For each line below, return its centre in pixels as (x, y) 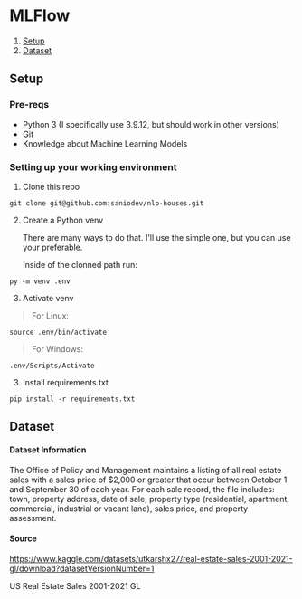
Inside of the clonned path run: (80, 264)
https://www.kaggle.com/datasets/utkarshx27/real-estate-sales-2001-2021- (151, 558)
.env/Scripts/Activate (52, 366)
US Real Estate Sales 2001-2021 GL (75, 585)
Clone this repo (51, 186)
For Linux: (50, 315)
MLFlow (40, 16)
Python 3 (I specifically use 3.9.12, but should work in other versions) (151, 124)
